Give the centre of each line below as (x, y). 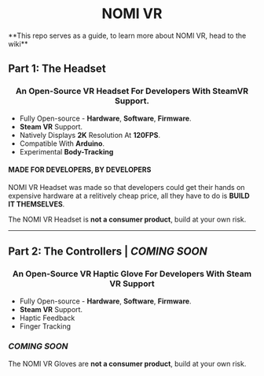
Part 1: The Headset (57, 69)
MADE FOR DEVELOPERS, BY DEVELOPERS (80, 169)
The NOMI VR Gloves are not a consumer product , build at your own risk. (127, 363)
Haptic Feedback (47, 318)
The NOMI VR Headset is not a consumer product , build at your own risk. (127, 219)
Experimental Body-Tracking (66, 151)
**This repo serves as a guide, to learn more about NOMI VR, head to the (127, 35)
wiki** (18, 43)
